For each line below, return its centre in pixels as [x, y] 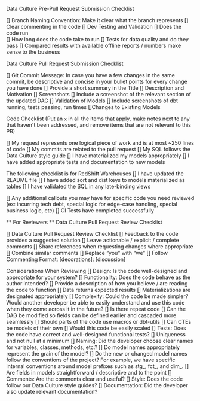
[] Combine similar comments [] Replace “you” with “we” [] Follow [87, 253]
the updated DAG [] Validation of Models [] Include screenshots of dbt [92, 101]
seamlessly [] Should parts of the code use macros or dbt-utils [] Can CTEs [99, 322]
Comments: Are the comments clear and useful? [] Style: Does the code [95, 379]
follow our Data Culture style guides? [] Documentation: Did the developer [97, 385]
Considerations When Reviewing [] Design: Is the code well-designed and [97, 271]
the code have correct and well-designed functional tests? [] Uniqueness [96, 334]
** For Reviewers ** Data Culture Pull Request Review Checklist [84, 222]
